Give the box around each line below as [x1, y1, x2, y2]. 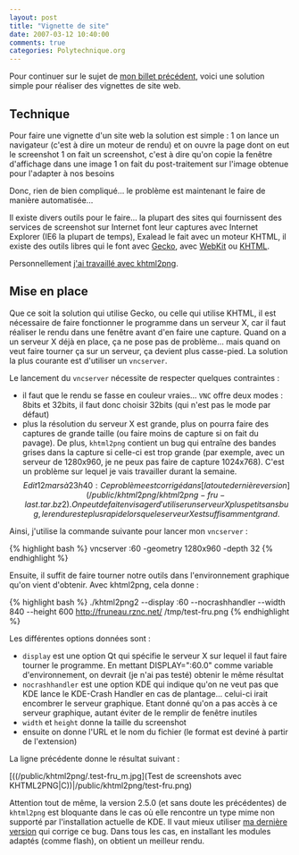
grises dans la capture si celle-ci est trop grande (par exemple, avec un [21, 446, 286, 457]
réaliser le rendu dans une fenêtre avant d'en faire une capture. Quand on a [9, 326, 287, 337]
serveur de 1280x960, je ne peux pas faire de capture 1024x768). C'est [21, 456, 285, 467]
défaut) [21, 409, 50, 419]
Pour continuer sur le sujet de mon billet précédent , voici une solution [9, 71, 265, 81]
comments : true [9, 38, 66, 47]
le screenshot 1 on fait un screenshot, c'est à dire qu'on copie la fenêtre [9, 148, 273, 159]
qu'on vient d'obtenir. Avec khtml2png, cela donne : [9, 579, 199, 590]
